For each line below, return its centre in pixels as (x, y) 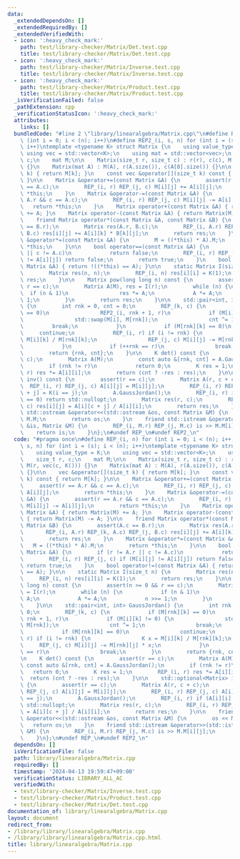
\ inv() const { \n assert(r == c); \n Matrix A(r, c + (124, 379)
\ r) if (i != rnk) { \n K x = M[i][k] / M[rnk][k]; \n (126, 639)
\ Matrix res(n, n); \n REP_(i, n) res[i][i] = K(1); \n (126, 273)
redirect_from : (30, 825)
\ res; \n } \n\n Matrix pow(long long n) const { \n (107, 279)
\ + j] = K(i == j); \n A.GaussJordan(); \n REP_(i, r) (124, 393)
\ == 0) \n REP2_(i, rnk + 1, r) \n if (118, 313)
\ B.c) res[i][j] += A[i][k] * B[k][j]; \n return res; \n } (126, 233)
